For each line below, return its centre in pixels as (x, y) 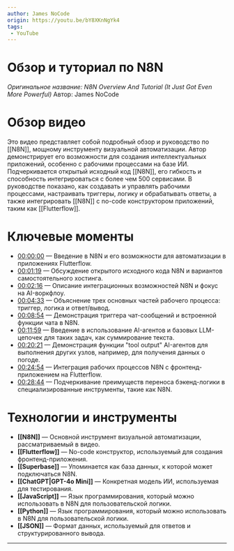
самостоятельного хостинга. (60, 278)
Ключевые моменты (71, 237)
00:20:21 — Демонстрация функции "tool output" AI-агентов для (112, 345)
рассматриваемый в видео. (58, 444)
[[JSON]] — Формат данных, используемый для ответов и (104, 526)
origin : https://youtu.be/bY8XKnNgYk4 (63, 20)
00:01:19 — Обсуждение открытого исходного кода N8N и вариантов (120, 271)
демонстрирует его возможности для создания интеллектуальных (107, 157)
